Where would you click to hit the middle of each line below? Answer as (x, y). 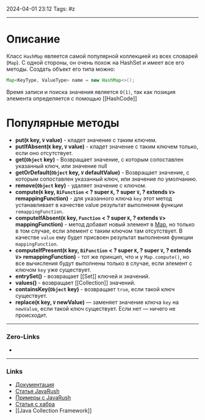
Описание (33, 39)
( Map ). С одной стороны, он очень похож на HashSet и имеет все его (95, 62)
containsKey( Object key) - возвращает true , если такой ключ (95, 289)
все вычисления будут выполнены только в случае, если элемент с (104, 263)
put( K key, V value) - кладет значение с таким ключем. (86, 140)
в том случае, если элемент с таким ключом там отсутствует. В (99, 231)
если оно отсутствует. (44, 153)
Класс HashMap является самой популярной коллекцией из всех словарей (102, 56)
